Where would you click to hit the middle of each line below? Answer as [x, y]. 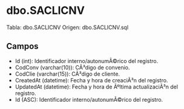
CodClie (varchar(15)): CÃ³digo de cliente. [67, 74]
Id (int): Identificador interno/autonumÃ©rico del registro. [87, 61]
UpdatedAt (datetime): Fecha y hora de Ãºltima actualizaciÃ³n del [97, 87]
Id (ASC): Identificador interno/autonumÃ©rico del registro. [89, 99]
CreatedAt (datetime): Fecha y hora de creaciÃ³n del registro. [91, 80]
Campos [22, 46]
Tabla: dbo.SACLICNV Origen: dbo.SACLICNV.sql [67, 27]
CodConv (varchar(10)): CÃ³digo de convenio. [72, 67]
